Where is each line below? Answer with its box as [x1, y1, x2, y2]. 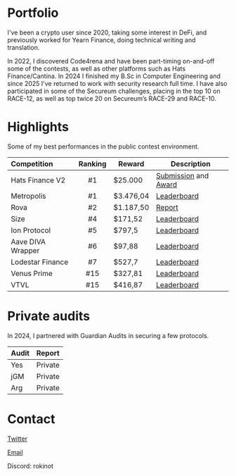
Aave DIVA [11, 237, 46, 246]
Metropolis [11, 191, 46, 201]
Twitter [7, 434, 28, 443]
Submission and [155, 170, 209, 180]
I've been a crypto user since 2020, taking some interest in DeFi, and [7, 28, 207, 37]
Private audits [7, 308, 90, 325]
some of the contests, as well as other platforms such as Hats [7, 64, 186, 73]
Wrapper [11, 245, 40, 255]
